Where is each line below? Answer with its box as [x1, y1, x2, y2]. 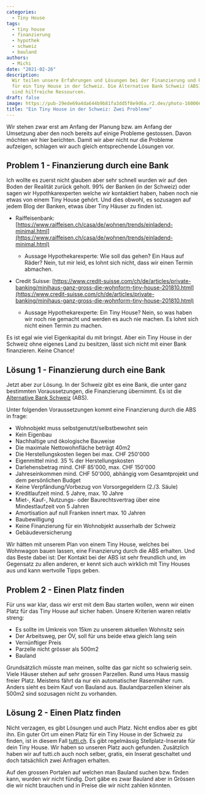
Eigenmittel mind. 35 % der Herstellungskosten [15, 457, 134, 464]
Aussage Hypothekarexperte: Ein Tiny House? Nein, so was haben [24, 309, 192, 316]
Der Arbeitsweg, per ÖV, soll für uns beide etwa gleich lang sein [15, 632, 177, 639]
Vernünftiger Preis [15, 639, 61, 646]
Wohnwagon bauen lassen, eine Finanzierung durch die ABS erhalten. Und [6, 547, 195, 555]
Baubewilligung [15, 516, 55, 523]
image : [6, 100, 23, 106]
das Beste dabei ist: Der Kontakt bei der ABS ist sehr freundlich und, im [6, 554, 186, 561]
